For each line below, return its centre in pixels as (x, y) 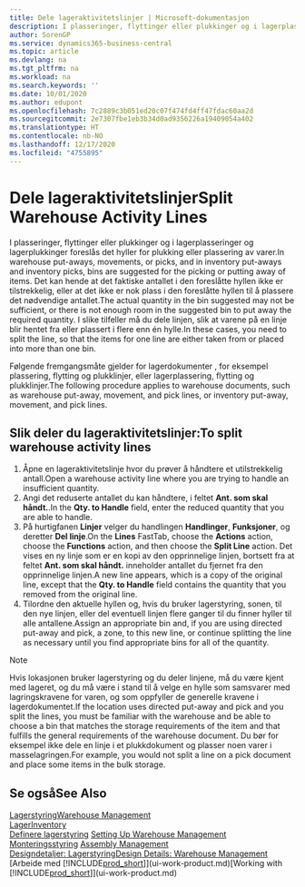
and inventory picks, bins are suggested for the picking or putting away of (148, 271)
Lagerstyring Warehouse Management (80, 815)
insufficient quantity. (61, 488)
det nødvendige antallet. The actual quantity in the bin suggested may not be (152, 300)
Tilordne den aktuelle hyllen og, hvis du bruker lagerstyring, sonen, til (152, 604)
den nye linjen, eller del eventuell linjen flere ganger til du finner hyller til (157, 614)
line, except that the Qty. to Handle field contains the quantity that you (154, 585)
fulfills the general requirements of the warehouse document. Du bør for (144, 735)
